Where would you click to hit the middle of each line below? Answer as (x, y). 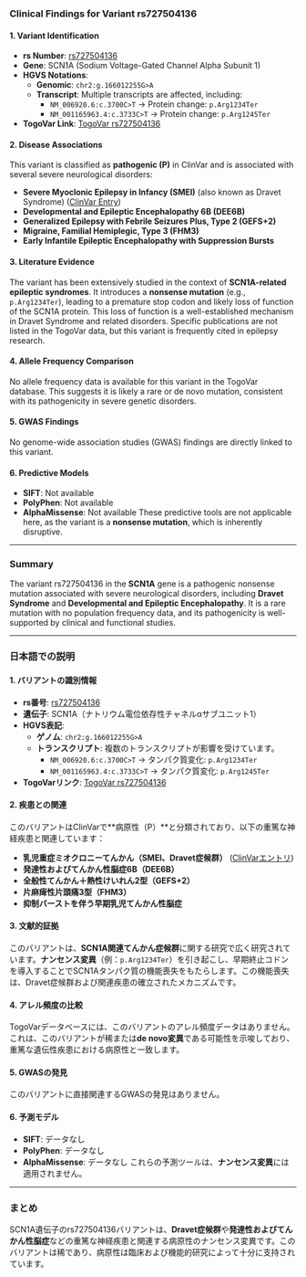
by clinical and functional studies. (112, 623)
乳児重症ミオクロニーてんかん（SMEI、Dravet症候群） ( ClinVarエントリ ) (158, 858)
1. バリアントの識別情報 (53, 680)
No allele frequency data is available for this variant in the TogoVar (134, 381)
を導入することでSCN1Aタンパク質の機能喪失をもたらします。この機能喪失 (149, 970)
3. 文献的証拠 (34, 926)
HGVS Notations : (56, 75)
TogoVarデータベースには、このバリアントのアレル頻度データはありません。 (153, 1027)
